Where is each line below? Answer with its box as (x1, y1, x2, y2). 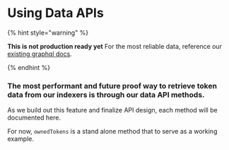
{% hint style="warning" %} (7, 28, 89, 37)
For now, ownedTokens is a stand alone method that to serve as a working (7, 127, 218, 136)
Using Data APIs (7, 5, 104, 21)
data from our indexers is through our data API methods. (7, 90, 205, 100)
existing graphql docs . (7, 50, 72, 58)
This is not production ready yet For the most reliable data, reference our (7, 42, 223, 50)
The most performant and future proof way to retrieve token (7, 81, 218, 91)
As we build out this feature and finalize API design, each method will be (7, 106, 218, 115)
